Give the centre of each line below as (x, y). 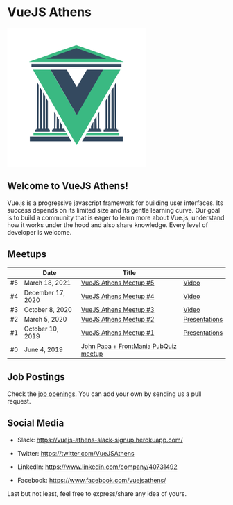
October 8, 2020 (48, 309)
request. (19, 401)
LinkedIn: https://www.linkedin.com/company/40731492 (97, 467)
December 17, (45, 292)
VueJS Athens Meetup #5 (118, 283)
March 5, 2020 (45, 320)
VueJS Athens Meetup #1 (118, 332)
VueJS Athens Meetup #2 (118, 320)
